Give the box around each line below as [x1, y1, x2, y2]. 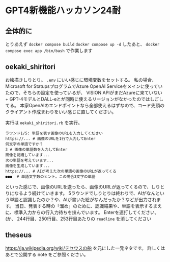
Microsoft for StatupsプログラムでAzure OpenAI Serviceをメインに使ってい [5, 83, 163, 89]
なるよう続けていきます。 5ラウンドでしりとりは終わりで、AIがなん [14, 190, 156, 196]
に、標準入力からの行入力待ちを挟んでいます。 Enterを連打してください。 [5, 209, 159, 215]
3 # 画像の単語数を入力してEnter [5, 147, 68, 152]
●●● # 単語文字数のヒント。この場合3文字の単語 [5, 174, 96, 179]
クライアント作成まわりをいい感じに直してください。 [5, 108, 117, 115]
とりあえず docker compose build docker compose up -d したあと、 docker [5, 41, 160, 47]
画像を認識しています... [5, 152, 50, 157]
